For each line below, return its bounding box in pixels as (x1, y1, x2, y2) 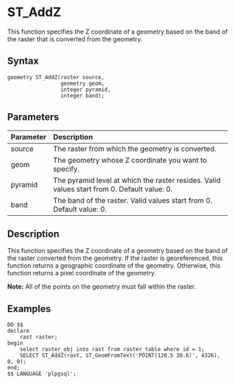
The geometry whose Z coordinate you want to (52, 155, 208, 165)
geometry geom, (60, 80, 105, 87)
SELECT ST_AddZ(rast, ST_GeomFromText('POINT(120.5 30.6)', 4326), (20, 352, 220, 359)
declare (7, 327, 30, 335)
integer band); (60, 92, 105, 99)
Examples (7, 303, 51, 315)
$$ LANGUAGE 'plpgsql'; (7, 371, 77, 378)
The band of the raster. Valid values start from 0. (52, 196, 213, 205)
